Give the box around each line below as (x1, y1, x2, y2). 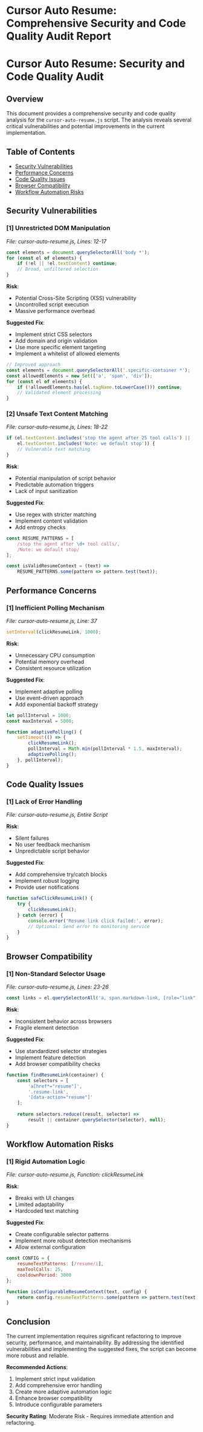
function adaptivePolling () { (6, 729, 83, 735)
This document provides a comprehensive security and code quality (6, 110, 176, 117)
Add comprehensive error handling (14, 1382, 103, 1389)
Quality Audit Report (6, 30, 112, 43)
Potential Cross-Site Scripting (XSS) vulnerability (14, 294, 137, 302)
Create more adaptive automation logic (14, 1388, 112, 1396)
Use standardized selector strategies (14, 1047, 107, 1054)
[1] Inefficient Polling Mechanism (6, 604, 105, 612)
